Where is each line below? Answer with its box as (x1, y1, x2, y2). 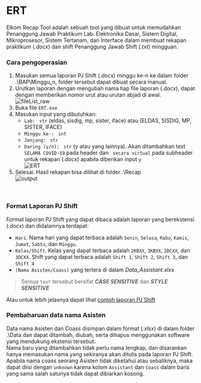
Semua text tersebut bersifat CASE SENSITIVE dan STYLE (21, 278, 168, 285)
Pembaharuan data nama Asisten (6, 311, 106, 319)
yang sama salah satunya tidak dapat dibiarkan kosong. (6, 370, 145, 377)
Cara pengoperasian (6, 58, 68, 67)
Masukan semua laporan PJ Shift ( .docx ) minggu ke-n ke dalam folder (14, 72, 189, 79)
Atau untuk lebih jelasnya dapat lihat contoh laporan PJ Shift (6, 296, 156, 303)
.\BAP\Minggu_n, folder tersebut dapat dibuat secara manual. (14, 78, 168, 85)
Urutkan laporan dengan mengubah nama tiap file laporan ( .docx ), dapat (14, 85, 195, 92)
